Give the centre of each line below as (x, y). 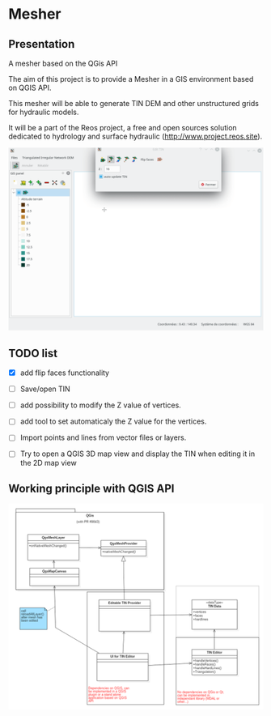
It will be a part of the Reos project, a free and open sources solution (123, 128)
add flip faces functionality (65, 373)
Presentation (42, 44)
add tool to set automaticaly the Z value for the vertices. (113, 421)
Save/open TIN (45, 389)
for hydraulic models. (44, 112)
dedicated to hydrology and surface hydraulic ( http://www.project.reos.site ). (135, 136)
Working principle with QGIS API (92, 488)
